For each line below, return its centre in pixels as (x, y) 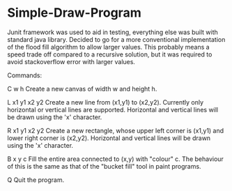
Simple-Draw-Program (74, 13)
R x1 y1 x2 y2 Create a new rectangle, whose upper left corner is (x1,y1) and (116, 130)
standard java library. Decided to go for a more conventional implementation (116, 39)
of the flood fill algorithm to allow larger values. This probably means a (109, 47)
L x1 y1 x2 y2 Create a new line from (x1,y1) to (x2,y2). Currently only (106, 102)
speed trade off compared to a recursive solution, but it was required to (110, 54)
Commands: (25, 75)
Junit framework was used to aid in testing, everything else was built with (113, 32)
